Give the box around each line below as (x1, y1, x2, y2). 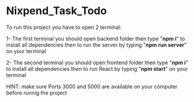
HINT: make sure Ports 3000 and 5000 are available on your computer (6, 83, 178, 90)
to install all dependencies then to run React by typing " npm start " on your (6, 65, 188, 72)
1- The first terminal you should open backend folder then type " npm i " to (6, 35, 185, 42)
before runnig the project (6, 89, 67, 96)
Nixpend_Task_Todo (6, 4, 107, 18)
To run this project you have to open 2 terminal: (6, 24, 122, 31)
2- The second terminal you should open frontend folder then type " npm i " (6, 59, 188, 66)
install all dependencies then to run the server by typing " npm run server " (6, 41, 187, 48)
